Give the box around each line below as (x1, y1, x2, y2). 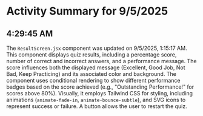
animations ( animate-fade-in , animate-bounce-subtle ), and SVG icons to (6, 96, 186, 103)
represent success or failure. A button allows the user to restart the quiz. (6, 103, 187, 110)
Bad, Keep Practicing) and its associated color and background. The (6, 70, 177, 77)
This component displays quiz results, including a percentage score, (6, 51, 177, 58)
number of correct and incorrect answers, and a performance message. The (6, 58, 197, 64)
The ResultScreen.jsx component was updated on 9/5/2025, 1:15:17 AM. (6, 44, 187, 52)
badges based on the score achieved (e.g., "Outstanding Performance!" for (6, 83, 195, 90)
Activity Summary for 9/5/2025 (6, 4, 168, 18)
